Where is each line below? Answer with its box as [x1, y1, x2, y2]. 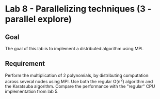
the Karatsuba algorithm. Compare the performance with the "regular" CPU [5, 84, 155, 89]
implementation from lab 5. [5, 88, 59, 95]
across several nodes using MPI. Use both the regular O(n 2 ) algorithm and [5, 77, 153, 84]
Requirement [5, 59, 45, 68]
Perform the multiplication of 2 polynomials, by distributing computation [5, 72, 149, 78]
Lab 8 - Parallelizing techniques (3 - [5, 3, 152, 14]
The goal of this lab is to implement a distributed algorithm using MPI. [5, 46, 144, 51]
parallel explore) [5, 14, 72, 25]
